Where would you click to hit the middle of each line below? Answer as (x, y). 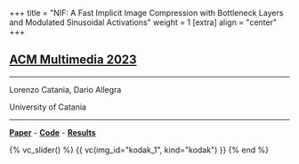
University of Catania (48, 107)
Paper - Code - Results (53, 132)
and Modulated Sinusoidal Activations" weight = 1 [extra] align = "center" (143, 22)
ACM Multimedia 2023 (73, 60)
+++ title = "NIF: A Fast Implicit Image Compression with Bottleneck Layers (146, 13)
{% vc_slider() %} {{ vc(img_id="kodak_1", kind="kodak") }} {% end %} (139, 150)
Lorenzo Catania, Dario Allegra (65, 89)
